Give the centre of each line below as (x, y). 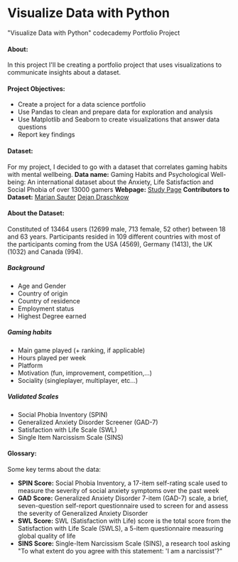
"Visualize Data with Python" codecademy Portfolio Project (94, 33)
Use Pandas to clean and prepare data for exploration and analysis (115, 112)
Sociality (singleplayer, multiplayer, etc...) (78, 380)
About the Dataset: (36, 213)
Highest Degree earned (52, 316)
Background (26, 268)
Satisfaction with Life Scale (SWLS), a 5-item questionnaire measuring (120, 528)
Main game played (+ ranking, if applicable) (81, 350)
